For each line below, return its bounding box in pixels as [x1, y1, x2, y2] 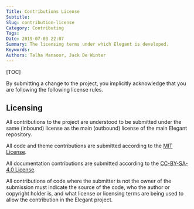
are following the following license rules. [6, 86, 104, 93]
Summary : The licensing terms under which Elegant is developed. [6, 42, 169, 48]
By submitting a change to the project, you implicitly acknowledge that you [6, 80, 186, 87]
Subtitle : [6, 14, 30, 20]
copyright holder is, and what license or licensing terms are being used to [6, 190, 184, 197]
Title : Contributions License [6, 8, 80, 15]
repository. [6, 131, 32, 138]
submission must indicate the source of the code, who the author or [6, 184, 170, 191]
